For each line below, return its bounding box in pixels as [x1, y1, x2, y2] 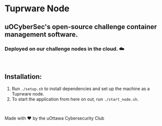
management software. [4, 30, 78, 38]
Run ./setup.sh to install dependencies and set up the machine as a [11, 86, 150, 92]
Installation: [4, 72, 42, 81]
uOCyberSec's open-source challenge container [4, 23, 157, 31]
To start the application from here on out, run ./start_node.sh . [11, 96, 139, 102]
